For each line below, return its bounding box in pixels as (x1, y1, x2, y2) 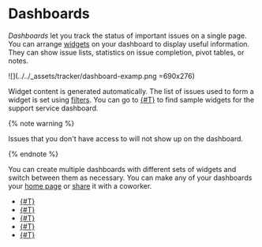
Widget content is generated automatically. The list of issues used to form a (8, 86, 254, 95)
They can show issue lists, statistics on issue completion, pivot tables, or (8, 47, 245, 57)
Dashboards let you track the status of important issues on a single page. (8, 31, 247, 40)
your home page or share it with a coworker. (8, 181, 152, 190)
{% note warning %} (8, 118, 75, 128)
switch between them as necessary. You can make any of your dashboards (8, 173, 253, 182)
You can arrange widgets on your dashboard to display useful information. (8, 39, 250, 48)
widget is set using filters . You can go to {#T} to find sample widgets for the (8, 95, 255, 104)
